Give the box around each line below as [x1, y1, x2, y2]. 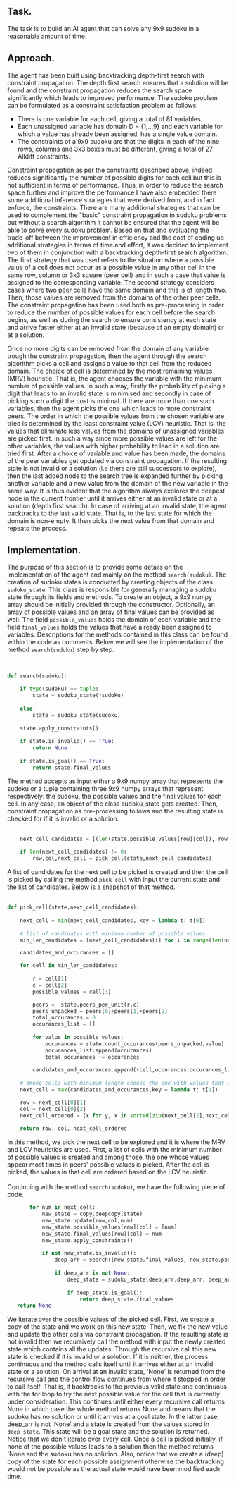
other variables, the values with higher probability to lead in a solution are [7, 441, 220, 450]
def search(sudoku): [7, 673, 68, 680]
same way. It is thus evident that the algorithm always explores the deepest [7, 486, 225, 495]
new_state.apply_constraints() [41, 1236, 133, 1244]
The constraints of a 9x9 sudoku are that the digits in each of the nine [17, 137, 220, 145]
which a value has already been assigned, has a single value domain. [17, 130, 218, 138]
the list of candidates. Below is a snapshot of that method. [7, 883, 176, 891]
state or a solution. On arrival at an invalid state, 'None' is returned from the [7, 1368, 225, 1376]
